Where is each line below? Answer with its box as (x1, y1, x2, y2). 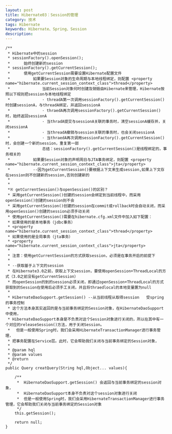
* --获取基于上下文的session (7, 263, 64, 268)
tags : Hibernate (5, 22, 40, 27)
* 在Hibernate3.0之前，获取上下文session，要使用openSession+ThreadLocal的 (7, 269, 163, 274)
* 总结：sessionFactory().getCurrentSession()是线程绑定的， (7, 146, 163, 152)
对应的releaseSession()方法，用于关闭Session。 (9, 322, 104, 327)
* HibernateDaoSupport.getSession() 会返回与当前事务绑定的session (16, 380, 158, 385)
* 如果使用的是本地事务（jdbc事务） (7, 220, 75, 225)
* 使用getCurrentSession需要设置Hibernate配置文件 (7, 71, 122, 76)
